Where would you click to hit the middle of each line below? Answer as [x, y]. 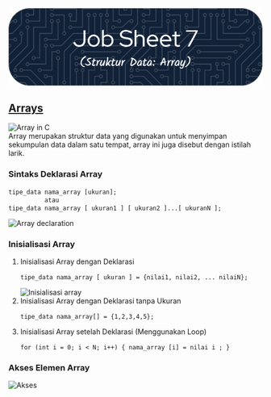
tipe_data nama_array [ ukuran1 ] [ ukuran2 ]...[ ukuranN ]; [115, 208]
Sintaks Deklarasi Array [56, 174]
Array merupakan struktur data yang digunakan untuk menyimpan [118, 136]
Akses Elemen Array [49, 367]
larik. [17, 153]
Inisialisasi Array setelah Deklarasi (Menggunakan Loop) [113, 332]
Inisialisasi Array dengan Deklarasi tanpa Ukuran [100, 301]
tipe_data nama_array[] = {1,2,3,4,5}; [87, 317]
